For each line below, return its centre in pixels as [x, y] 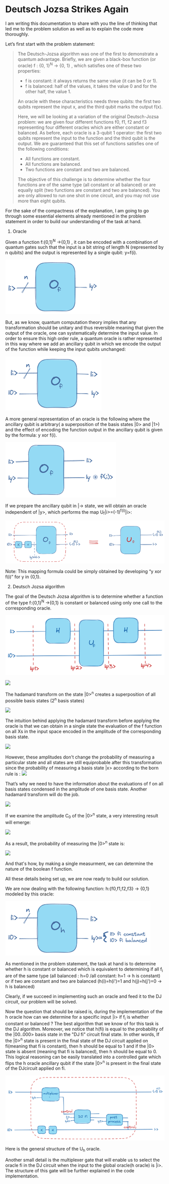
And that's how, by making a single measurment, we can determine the [79, 864]
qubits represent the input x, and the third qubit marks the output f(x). [90, 106]
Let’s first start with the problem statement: [50, 44]
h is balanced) [20, 987]
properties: [29, 71]
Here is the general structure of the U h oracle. [53, 1150]
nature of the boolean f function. [39, 869]
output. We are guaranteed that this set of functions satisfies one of [88, 143]
